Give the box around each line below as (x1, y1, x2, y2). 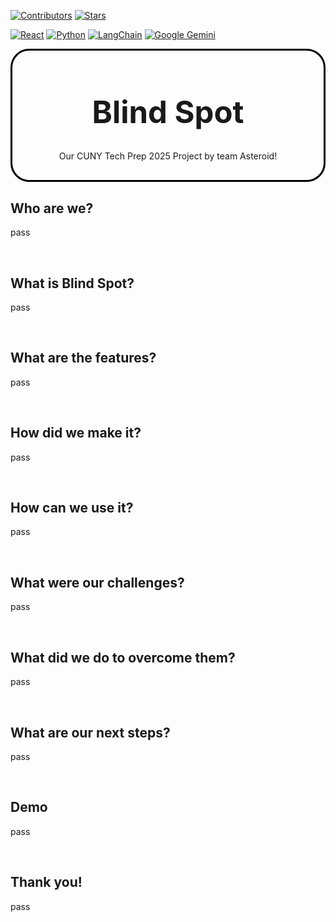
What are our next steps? (10, 724, 171, 741)
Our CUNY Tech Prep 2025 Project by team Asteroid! (58, 150, 278, 162)
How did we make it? (10, 425, 142, 442)
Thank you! (10, 874, 83, 891)
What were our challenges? (10, 574, 185, 591)
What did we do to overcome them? (10, 649, 236, 666)
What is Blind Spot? (10, 275, 135, 292)
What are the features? (10, 350, 157, 367)
